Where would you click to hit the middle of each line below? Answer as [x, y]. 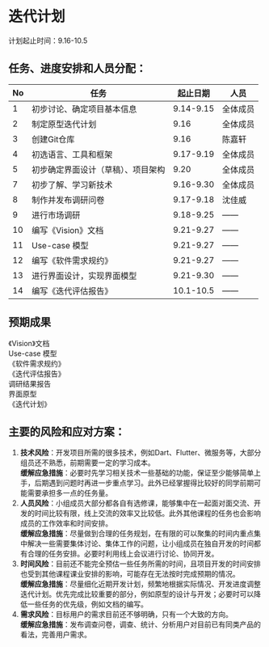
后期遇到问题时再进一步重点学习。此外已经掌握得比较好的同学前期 [144, 483]
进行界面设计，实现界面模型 [84, 276]
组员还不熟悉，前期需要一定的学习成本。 [87, 463]
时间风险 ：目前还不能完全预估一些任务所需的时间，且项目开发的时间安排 [140, 564]
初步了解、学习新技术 [72, 184]
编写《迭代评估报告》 [72, 290]
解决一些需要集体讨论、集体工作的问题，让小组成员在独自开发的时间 [141, 543]
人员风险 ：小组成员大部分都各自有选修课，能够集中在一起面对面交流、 [137, 503]
